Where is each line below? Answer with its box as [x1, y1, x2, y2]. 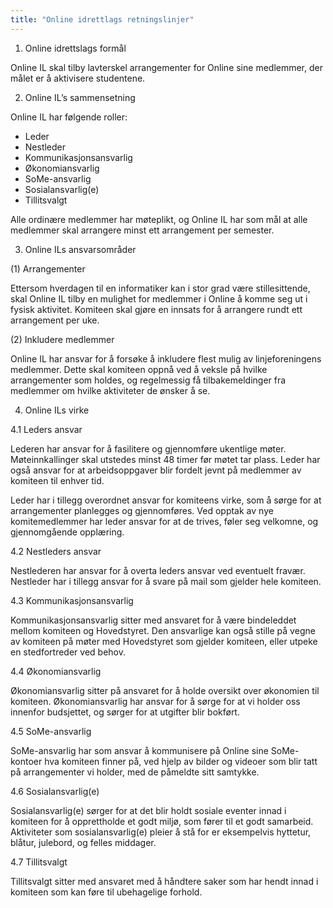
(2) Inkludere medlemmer [10, 333, 115, 345]
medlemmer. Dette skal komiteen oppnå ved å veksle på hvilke [10, 363, 268, 375]
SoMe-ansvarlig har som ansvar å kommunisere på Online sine [10, 744, 269, 756]
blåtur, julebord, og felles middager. [10, 836, 157, 848]
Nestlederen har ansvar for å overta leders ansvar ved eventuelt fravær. [10, 564, 306, 576]
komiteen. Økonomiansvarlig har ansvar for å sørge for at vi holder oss [10, 695, 301, 707]
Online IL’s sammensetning [24, 91, 136, 103]
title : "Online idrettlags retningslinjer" [10, 14, 195, 25]
